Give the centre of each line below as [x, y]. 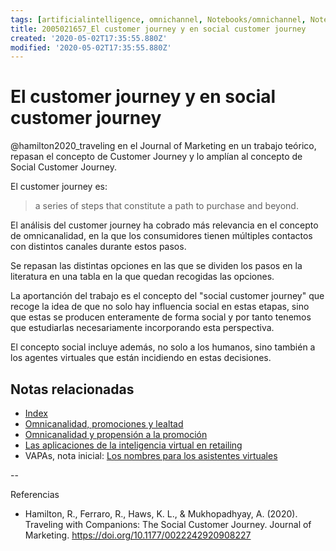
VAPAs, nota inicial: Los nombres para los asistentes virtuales [151, 455]
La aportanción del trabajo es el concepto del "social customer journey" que [167, 296]
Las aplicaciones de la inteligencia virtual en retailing [133, 445]
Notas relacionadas [72, 389]
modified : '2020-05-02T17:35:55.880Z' [91, 47]
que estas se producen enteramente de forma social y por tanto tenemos [161, 317]
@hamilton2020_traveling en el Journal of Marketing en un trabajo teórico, [163, 146]
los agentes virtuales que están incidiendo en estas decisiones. [141, 358]
